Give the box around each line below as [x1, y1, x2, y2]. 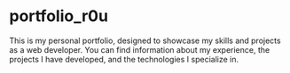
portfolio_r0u [9, 6, 109, 26]
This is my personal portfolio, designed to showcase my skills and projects [9, 35, 281, 46]
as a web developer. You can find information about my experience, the [9, 44, 270, 55]
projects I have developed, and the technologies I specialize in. [9, 54, 239, 64]
